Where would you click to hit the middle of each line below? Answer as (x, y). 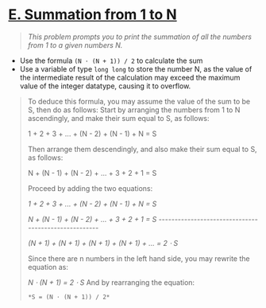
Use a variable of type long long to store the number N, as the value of (136, 68)
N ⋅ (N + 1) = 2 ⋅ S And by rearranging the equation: (111, 282)
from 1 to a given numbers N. (75, 45)
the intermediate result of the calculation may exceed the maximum (130, 77)
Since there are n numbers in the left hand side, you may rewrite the (139, 258)
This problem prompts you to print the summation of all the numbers (140, 37)
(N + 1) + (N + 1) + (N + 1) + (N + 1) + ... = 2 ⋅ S (103, 243)
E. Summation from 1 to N (93, 15)
